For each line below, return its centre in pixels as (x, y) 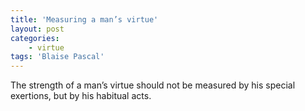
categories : (35, 38)
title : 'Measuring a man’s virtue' (84, 19)
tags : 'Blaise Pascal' (57, 57)
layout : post (37, 29)
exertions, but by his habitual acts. (81, 96)
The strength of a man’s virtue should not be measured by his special (153, 85)
